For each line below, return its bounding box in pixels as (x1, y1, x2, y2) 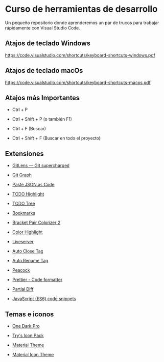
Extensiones (5, 149, 44, 158)
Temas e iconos (5, 310, 54, 318)
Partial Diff (12, 286, 34, 292)
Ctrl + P (12, 107, 28, 112)
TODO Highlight (12, 191, 44, 197)
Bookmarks (12, 210, 36, 216)
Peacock (12, 267, 30, 273)
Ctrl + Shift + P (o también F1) (12, 116, 72, 122)
